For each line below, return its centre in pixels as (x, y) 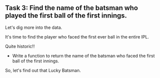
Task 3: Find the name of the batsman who (72, 8)
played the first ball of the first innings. (66, 16)
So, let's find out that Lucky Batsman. (43, 70)
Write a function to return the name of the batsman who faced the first (83, 56)
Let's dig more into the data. (34, 27)
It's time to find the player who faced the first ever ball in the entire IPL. (77, 37)
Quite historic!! (20, 46)
